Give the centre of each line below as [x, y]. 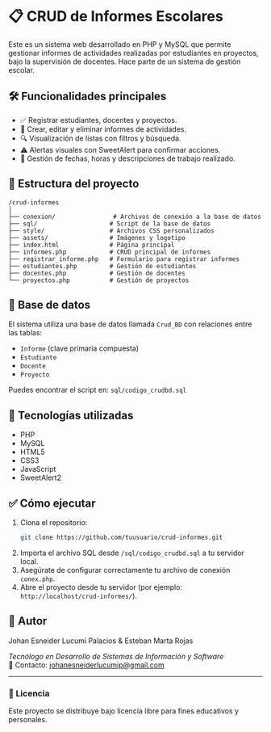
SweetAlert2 [41, 477]
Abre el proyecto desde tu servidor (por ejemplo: [101, 587]
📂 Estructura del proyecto [74, 184]
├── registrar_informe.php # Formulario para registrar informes [124, 259]
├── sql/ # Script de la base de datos [110, 224]
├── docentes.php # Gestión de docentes [97, 273]
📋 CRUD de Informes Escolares [116, 17]
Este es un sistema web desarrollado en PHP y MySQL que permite [120, 44]
